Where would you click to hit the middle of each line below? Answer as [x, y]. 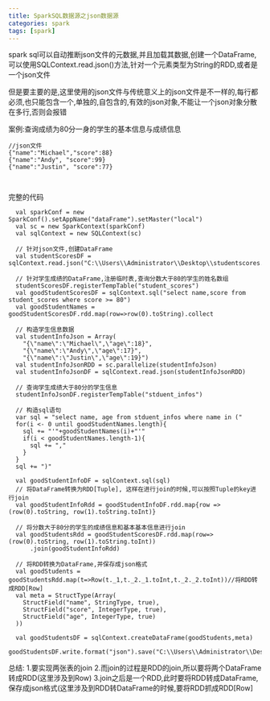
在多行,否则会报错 [38, 112]
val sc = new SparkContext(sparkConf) [81, 226]
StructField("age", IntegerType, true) [90, 617]
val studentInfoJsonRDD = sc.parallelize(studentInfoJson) [117, 365]
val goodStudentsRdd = [53, 535]
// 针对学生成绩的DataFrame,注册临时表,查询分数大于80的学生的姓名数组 [122, 279]
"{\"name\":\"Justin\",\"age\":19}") [86, 358]
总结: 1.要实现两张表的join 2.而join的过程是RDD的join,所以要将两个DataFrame [135, 668]
